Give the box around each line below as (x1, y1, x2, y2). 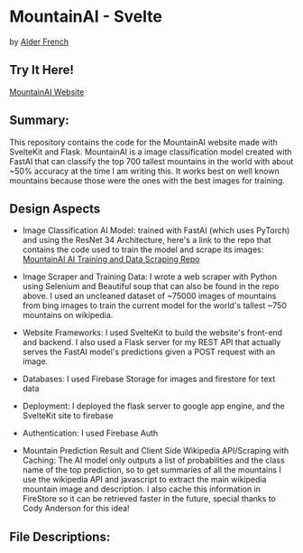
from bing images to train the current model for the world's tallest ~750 (22, 300, 287, 311)
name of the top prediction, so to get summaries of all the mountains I (22, 464, 282, 475)
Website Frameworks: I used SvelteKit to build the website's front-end (22, 327, 282, 338)
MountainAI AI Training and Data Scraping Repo (22, 254, 200, 265)
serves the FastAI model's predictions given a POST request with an (22, 346, 276, 358)
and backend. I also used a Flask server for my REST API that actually (22, 337, 281, 348)
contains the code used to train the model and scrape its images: (22, 244, 264, 255)
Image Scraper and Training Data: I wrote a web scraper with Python (22, 271, 278, 282)
